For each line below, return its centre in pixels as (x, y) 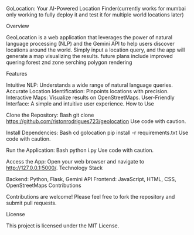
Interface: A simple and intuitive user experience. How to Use (80, 104)
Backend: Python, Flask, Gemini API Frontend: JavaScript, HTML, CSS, (91, 179)
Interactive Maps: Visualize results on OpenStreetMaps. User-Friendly (90, 97)
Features (17, 74)
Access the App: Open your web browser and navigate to (75, 161)
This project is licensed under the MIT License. (63, 226)
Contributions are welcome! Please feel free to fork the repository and (91, 197)
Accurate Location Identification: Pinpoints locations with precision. (87, 91)
